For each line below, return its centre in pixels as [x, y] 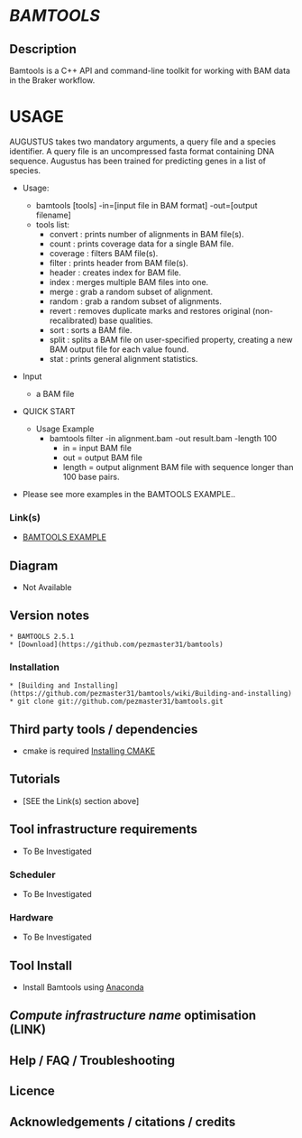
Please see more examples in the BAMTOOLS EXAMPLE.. [129, 494]
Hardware [32, 917]
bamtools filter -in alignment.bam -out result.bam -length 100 [163, 438]
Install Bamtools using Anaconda [83, 987]
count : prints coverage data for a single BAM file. [142, 244]
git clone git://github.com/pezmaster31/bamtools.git [120, 702]
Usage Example [65, 429]
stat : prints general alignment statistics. [124, 358]
